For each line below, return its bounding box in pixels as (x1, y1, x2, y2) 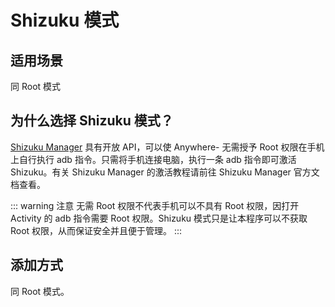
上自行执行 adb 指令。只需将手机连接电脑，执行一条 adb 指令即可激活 (10, 153, 297, 165)
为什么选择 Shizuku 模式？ (10, 112, 174, 130)
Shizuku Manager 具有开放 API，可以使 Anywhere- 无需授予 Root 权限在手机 (10, 141, 325, 153)
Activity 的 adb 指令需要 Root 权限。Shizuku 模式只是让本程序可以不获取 (10, 212, 308, 224)
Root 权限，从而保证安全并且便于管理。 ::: (10, 224, 183, 236)
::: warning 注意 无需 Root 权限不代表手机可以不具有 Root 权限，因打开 (10, 199, 300, 211)
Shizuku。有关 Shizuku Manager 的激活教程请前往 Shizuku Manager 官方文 (10, 166, 320, 178)
